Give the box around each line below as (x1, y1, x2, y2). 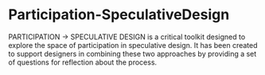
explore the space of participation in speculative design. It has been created (8, 40, 258, 49)
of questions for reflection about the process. (8, 57, 158, 67)
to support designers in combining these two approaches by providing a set (8, 49, 257, 58)
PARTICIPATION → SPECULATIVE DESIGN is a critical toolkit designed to (8, 32, 246, 41)
